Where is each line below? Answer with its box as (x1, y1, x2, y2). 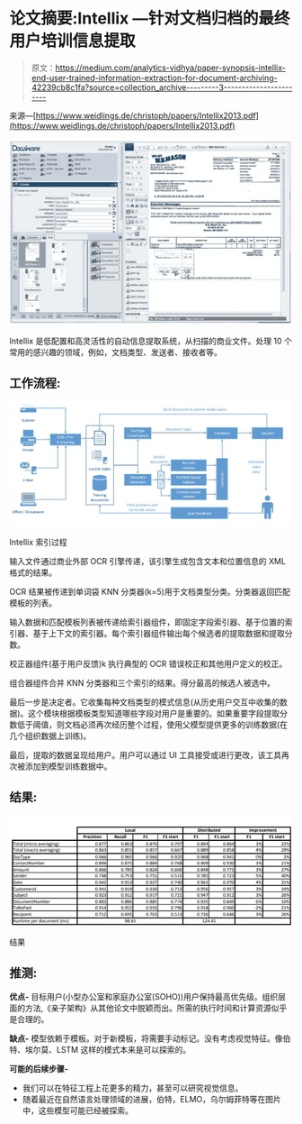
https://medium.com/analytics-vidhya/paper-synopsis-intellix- (55, 62, 286, 73)
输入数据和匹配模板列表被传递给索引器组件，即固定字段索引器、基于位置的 (9, 617, 285, 627)
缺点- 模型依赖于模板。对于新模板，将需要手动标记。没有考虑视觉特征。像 (9, 1033, 283, 1044)
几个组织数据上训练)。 (9, 730, 92, 741)
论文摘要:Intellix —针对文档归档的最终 (9, 8, 290, 29)
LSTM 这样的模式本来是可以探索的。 (56, 1044, 191, 1055)
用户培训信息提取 (9, 31, 137, 51)
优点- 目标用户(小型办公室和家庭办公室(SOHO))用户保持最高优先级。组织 (9, 991, 279, 1001)
